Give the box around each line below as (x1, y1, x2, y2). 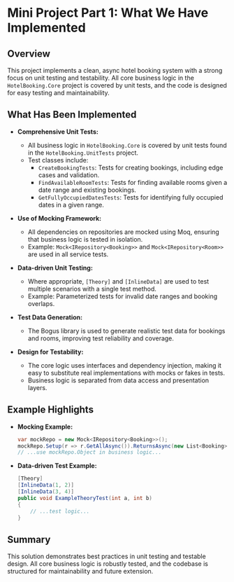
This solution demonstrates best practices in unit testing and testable (7, 552, 206, 561)
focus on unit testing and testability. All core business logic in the (7, 74, 194, 82)
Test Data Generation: (17, 313, 82, 321)
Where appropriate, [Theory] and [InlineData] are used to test (27, 277, 210, 285)
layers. (27, 383, 47, 392)
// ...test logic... (30, 508, 90, 515)
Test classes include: (27, 155, 89, 164)
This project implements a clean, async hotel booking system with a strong (7, 67, 223, 74)
